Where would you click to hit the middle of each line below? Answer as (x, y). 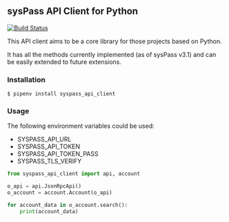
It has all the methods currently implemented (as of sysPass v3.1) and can (112, 54)
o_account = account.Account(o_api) (60, 193)
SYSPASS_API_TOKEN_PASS (58, 154)
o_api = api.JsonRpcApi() (44, 186)
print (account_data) (49, 211)
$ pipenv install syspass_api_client (61, 94)
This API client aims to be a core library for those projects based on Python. (114, 41)
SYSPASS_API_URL (44, 140)
